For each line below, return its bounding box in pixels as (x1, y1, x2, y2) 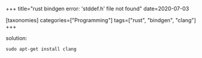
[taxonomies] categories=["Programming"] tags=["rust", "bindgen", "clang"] (5, 17, 197, 23)
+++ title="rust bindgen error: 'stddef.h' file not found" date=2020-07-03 (5, 5, 189, 12)
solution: (5, 35, 28, 41)
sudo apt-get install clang (5, 46, 77, 52)
